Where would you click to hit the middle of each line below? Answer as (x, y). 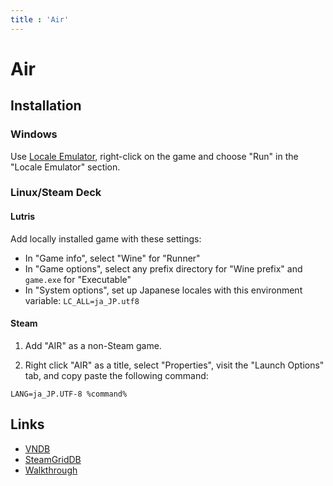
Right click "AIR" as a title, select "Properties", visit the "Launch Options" (174, 365)
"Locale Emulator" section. (65, 167)
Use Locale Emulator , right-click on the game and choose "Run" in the (154, 156)
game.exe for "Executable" (78, 279)
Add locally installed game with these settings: (106, 238)
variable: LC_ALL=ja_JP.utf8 (82, 300)
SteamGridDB (53, 459)
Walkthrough (51, 470)
